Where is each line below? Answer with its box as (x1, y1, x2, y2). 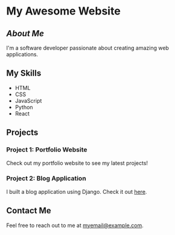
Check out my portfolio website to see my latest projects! (6, 159, 148, 167)
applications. (6, 51, 38, 58)
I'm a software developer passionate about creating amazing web (6, 44, 169, 51)
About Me (6, 28, 44, 39)
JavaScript (14, 97, 42, 104)
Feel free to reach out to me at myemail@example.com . (6, 222, 144, 229)
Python (14, 103, 33, 111)
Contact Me (6, 205, 51, 216)
